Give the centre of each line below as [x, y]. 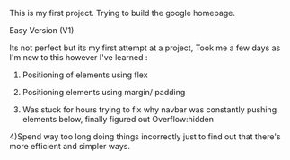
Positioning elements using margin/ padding [104, 92]
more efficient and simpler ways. [70, 146]
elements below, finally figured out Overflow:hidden [118, 119]
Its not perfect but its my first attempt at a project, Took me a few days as [145, 48]
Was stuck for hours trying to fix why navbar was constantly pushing [149, 110]
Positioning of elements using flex [85, 75]
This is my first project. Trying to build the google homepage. [123, 13]
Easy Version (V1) [42, 30]
